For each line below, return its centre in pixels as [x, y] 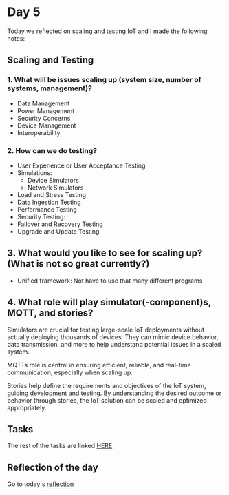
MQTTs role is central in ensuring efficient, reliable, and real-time [99, 365]
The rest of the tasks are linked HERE [60, 446]
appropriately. [27, 407]
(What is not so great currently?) [78, 264]
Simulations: [35, 172]
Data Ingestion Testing [49, 202]
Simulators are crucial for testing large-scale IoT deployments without [106, 330]
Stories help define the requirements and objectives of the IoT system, [107, 385]
